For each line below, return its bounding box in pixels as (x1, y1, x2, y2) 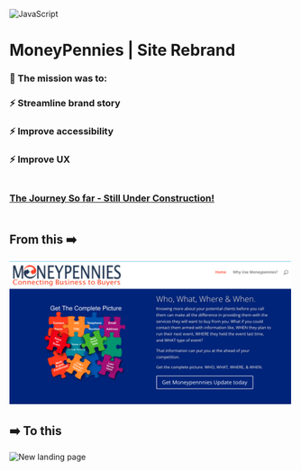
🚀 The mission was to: (9, 72, 108, 85)
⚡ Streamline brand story (9, 97, 121, 110)
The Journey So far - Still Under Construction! (9, 192, 214, 204)
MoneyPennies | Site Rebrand (9, 41, 236, 60)
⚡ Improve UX (9, 153, 70, 166)
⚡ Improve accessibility (9, 124, 114, 137)
